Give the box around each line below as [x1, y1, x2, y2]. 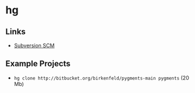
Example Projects [5, 59, 71, 69]
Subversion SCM [13, 42, 55, 49]
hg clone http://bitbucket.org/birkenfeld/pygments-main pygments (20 [13, 74, 190, 81]
